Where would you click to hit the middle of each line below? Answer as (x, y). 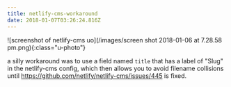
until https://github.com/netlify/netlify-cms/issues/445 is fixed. (97, 76)
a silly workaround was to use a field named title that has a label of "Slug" (115, 61)
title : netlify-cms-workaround (53, 14)
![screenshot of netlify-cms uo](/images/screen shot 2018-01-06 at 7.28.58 (115, 40)
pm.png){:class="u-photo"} (46, 47)
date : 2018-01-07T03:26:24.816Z (54, 20)
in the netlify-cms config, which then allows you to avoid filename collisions (115, 68)
